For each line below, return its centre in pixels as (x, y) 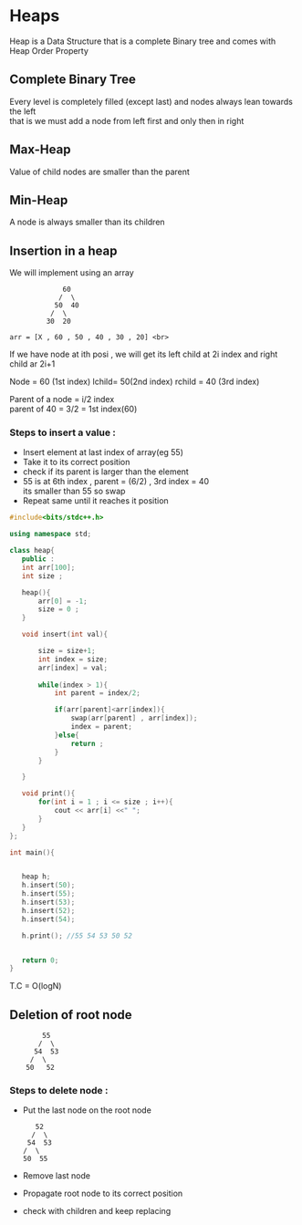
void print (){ (48, 794)
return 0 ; (40, 960)
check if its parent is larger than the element (105, 472)
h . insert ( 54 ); (48, 919)
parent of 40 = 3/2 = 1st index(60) (73, 409)
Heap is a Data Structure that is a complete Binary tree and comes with (143, 41)
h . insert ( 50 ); (48, 886)
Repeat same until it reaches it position (95, 501)
